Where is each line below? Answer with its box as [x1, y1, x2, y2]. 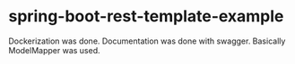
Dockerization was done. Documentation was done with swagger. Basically [8, 36, 286, 46]
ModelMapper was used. [8, 44, 100, 55]
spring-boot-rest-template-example [8, 6, 284, 27]
